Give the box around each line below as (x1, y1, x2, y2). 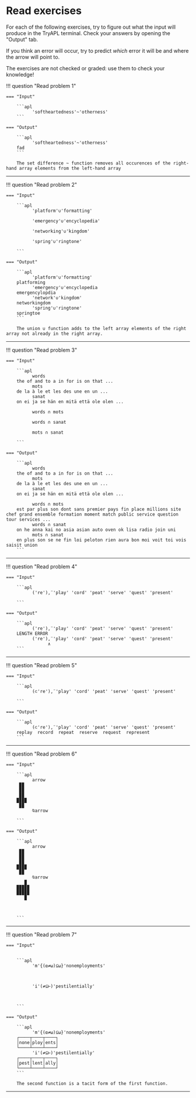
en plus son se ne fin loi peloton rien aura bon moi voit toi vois (16, 537, 187, 543)
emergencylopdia (16, 290, 57, 296)
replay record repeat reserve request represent (16, 729, 150, 735)
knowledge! (6, 71, 34, 78)
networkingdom (16, 300, 51, 306)
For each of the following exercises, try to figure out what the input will (6, 23, 176, 30)
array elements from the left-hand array (19, 165, 121, 171)
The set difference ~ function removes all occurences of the (16, 160, 171, 166)
